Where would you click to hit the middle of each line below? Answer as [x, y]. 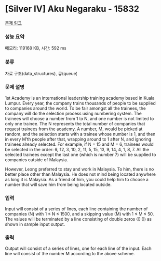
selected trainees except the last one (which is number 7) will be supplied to [80, 154]
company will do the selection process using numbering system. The [74, 113]
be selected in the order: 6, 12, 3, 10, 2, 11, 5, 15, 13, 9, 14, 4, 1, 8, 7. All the [77, 149]
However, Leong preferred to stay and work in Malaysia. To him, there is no [80, 169]
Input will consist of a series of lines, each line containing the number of [76, 209]
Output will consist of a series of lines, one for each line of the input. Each [78, 248]
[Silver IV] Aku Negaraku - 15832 [72, 9]
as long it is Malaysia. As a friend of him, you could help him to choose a [77, 179]
